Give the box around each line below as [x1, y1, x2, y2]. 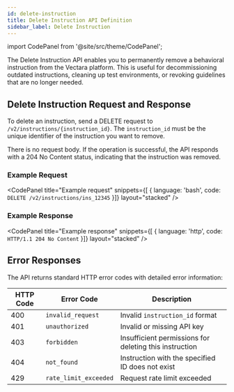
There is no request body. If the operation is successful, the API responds [7, 145, 219, 154]
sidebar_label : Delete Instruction [7, 23, 111, 30]
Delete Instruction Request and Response [7, 99, 192, 110]
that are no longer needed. [7, 78, 84, 87]
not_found [45, 358, 78, 366]
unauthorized [45, 322, 89, 331]
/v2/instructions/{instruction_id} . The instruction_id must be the [7, 124, 206, 133]
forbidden [45, 338, 78, 346]
